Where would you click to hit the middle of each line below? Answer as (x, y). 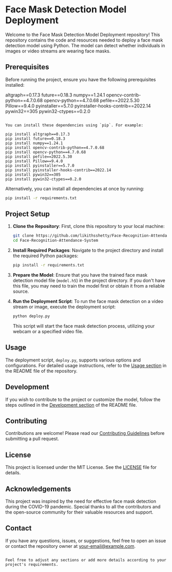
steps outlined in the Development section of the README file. (71, 405)
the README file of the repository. (42, 371)
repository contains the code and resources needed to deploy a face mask (84, 40)
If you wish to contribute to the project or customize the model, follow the (83, 399)
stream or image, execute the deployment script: (64, 307)
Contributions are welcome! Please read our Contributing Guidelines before (85, 433)
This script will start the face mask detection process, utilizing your (84, 326)
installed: (15, 85)
